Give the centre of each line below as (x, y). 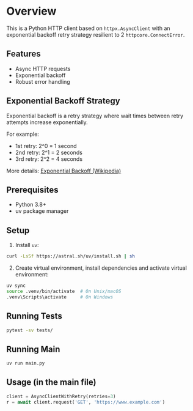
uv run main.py (26, 363)
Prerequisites (32, 190)
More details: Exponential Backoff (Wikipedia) (64, 171)
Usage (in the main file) (51, 383)
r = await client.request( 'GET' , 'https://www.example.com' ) (86, 402)
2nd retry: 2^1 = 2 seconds (49, 152)
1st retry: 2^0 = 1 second (46, 146)
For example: (23, 134)
